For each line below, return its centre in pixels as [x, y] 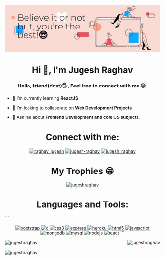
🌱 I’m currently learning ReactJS [45, 98]
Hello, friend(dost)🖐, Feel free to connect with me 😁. [82, 86]
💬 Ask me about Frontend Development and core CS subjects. [76, 117]
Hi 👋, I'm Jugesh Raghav [82, 70]
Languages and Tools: [82, 204]
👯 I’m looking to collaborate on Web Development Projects [72, 108]
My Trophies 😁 [82, 171]
